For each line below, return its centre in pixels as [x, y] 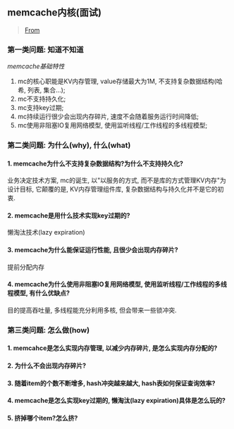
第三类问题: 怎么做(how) [49, 330]
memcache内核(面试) [55, 13]
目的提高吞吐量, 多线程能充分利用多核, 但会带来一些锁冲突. [92, 310]
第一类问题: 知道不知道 [45, 49]
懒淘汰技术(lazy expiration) [47, 232]
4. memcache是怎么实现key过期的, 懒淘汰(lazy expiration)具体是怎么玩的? [116, 401]
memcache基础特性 [36, 66]
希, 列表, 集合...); [41, 90]
